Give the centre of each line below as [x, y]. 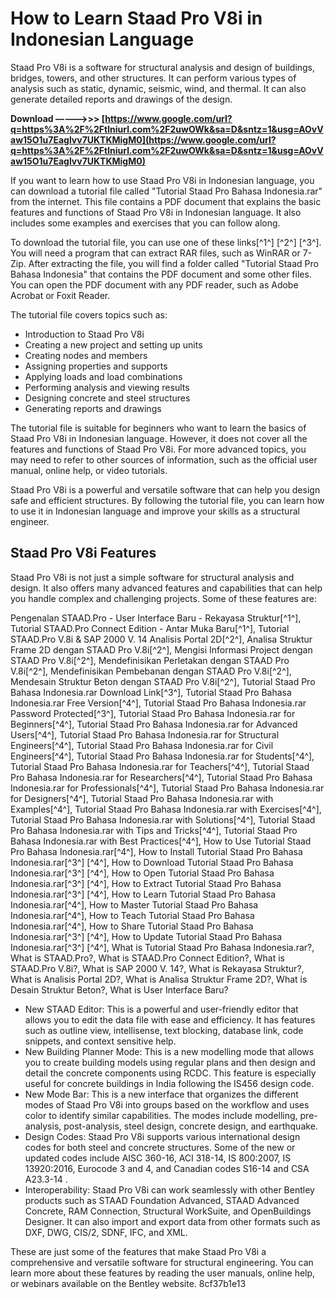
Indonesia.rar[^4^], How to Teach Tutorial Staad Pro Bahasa [132, 915]
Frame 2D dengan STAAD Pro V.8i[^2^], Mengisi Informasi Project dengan [161, 649]
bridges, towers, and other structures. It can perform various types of [153, 78]
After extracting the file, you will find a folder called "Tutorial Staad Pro [173, 263]
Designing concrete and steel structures [107, 398]
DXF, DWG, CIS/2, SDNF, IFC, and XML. [106, 1232]
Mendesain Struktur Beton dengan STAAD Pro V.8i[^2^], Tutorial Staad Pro [163, 681]
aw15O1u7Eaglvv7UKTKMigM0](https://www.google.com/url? [143, 139]
